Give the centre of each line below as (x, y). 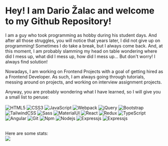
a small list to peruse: (27, 97)
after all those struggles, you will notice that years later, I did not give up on (83, 40)
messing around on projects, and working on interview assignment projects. (83, 82)
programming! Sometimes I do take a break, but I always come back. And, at (84, 45)
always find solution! (27, 61)
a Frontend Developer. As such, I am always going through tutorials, (75, 76)
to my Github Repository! (58, 21)
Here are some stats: (27, 133)
